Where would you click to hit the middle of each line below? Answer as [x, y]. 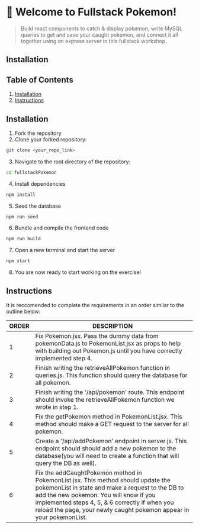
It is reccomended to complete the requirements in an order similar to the [95, 305]
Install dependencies [40, 183]
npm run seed [22, 217]
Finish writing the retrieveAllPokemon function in [102, 368]
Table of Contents [40, 80]
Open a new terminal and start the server [65, 250]
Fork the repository [38, 133]
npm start [18, 261]
